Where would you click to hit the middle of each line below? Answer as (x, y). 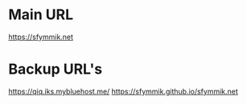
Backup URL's (56, 69)
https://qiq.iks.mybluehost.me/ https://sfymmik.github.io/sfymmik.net (123, 91)
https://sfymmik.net (41, 37)
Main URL (41, 15)
